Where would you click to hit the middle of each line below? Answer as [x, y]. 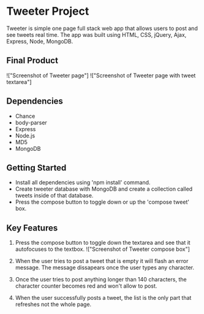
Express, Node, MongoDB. [40, 41]
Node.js [25, 136]
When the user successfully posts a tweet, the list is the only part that [103, 298]
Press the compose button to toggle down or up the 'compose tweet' [102, 202]
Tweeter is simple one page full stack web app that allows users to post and [102, 28]
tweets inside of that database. [54, 196]
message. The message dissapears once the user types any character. [105, 267]
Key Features [32, 228]
